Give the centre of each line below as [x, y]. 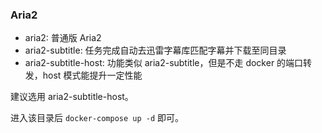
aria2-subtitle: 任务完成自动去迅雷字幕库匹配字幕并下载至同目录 [155, 50]
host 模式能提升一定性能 [92, 75]
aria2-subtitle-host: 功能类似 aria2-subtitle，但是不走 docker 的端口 [164, 63]
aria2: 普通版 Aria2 [63, 38]
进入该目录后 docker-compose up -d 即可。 [97, 118]
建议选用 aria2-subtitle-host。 [72, 97]
